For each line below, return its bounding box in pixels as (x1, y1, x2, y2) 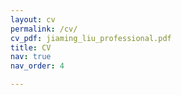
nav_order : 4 (10, 61, 65, 71)
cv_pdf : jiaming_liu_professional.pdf (10, 33, 172, 43)
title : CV (10, 42, 52, 53)
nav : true (10, 52, 52, 62)
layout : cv (10, 14, 56, 25)
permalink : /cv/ (10, 24, 78, 34)
